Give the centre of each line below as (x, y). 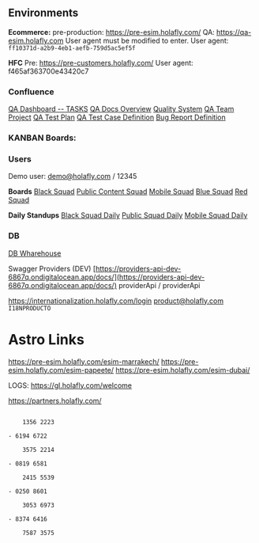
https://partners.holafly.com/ (55, 401)
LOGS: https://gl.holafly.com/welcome (70, 385)
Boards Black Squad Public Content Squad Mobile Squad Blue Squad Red (128, 192)
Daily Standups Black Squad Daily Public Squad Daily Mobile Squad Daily (128, 215)
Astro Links (46, 339)
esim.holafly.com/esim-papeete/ (61, 370)
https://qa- (234, 32)
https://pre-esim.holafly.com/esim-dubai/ (183, 370)
